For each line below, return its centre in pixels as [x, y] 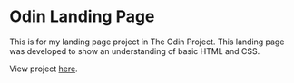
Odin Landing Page [82, 17]
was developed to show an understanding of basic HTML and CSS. [135, 51]
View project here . [44, 69]
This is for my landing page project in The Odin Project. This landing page [147, 41]
